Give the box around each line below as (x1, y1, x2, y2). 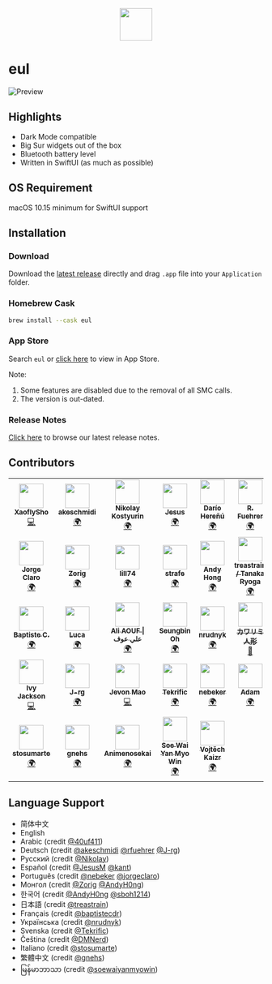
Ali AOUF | (110, 625, 145, 635)
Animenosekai (104, 749, 151, 758)
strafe (164, 569, 185, 578)
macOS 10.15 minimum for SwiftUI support (8, 203, 148, 213)
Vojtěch (199, 745, 225, 754)
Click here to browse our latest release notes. (8, 432, 160, 442)
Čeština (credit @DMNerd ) (19, 934, 109, 944)
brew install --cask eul (8, 316, 92, 324)
